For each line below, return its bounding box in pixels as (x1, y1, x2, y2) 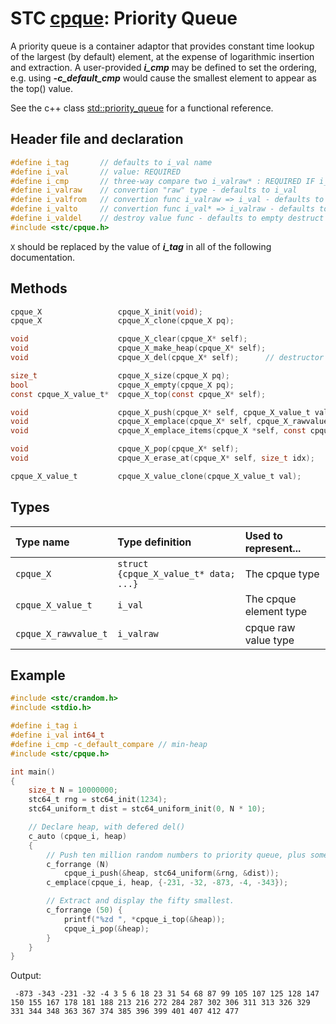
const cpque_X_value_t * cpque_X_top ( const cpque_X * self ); (10, 389, 267, 399)
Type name (15, 535, 70, 549)
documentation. (10, 251, 76, 263)
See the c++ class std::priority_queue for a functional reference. (10, 102, 274, 114)
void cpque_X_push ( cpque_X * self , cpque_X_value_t (10, 407, 311, 417)
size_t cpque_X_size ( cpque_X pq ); (10, 370, 230, 381)
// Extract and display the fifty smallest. (46, 896, 235, 906)
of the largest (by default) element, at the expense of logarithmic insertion (10, 50, 315, 62)
